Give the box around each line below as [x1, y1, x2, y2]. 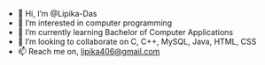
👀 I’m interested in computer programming [17, 18, 173, 28]
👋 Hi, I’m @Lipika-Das [17, 9, 97, 18]
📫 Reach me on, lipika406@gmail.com [17, 47, 160, 56]
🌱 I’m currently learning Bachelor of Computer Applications [17, 27, 233, 37]
